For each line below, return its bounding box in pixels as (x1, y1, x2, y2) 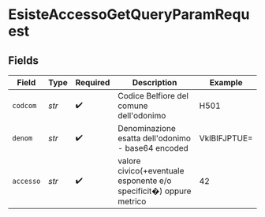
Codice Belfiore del (118, 91, 189, 101)
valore (118, 155, 141, 166)
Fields (8, 54, 39, 67)
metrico (118, 196, 147, 207)
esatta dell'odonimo (118, 133, 192, 144)
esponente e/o (118, 175, 172, 186)
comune (118, 100, 148, 111)
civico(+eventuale (118, 166, 185, 176)
